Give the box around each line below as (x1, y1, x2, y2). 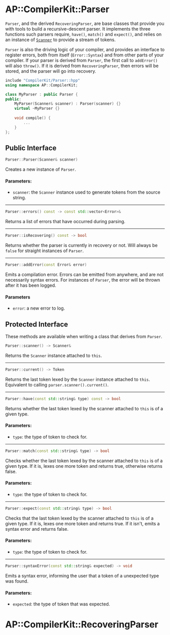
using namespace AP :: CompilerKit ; (5, 82, 78, 87)
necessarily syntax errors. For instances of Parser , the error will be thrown (5, 277, 160, 283)
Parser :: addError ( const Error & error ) (5, 262, 87, 267)
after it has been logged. (5, 282, 57, 288)
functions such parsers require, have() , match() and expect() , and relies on (5, 31, 162, 37)
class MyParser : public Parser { (5, 92, 78, 97)
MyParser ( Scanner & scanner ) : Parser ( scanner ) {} (14, 101, 121, 106)
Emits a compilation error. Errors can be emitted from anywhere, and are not (5, 271, 164, 278)
